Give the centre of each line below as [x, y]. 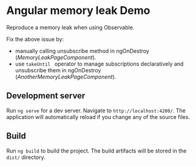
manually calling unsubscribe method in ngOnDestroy [82, 51]
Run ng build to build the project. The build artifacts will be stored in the [96, 151]
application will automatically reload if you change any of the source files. [98, 117]
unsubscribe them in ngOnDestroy [58, 70]
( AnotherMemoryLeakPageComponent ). [66, 77]
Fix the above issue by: [35, 39]
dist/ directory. [26, 157]
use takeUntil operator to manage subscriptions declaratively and [99, 64]
